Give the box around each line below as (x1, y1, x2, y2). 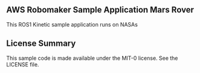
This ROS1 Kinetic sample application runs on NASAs (6, 21, 138, 28)
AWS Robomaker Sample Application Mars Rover (6, 5, 195, 15)
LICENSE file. (6, 60, 39, 68)
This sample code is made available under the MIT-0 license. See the (6, 54, 178, 62)
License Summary (6, 39, 76, 49)
